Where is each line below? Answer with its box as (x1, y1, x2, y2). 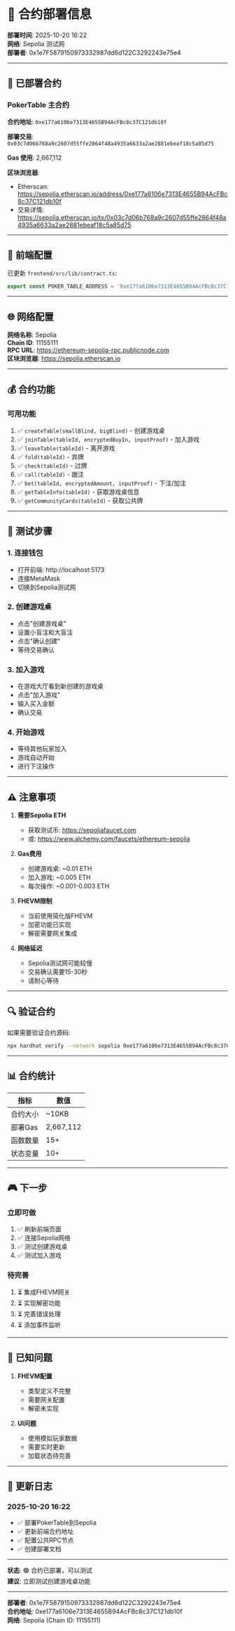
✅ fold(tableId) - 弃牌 (17, 452, 84, 461)
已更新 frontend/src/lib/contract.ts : (7, 269, 117, 277)
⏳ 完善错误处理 (17, 1310, 61, 1318)
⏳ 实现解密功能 (17, 1298, 61, 1307)
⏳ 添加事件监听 (17, 1320, 61, 1329)
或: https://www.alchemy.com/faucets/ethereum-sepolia (27, 834, 190, 843)
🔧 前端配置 (7, 249, 52, 261)
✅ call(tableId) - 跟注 (17, 470, 84, 478)
